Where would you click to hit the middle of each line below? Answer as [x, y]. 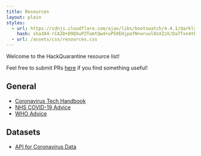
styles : [16, 23]
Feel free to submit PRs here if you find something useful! [77, 68]
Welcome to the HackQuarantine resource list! [63, 56]
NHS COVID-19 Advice [43, 107]
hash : [24, 34]
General [22, 87]
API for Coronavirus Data [45, 146]
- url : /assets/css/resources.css [54, 39]
